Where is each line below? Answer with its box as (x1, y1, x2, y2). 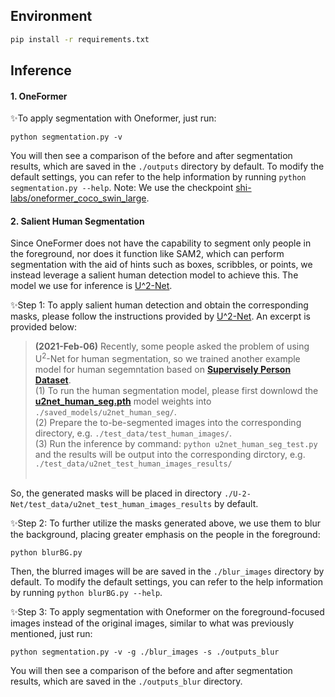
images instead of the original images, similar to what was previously (10, 617, 295, 629)
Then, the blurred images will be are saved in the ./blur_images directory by (10, 565, 325, 578)
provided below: (10, 321, 77, 333)
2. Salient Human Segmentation (10, 215, 145, 227)
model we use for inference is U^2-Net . (10, 280, 173, 292)
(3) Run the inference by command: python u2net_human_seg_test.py (34, 438, 318, 450)
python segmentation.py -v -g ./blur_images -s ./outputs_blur (10, 647, 280, 658)
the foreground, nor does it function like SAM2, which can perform (10, 248, 285, 260)
